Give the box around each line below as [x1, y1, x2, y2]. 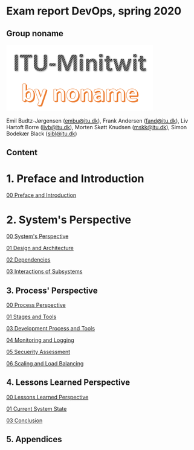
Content [6, 147, 38, 158]
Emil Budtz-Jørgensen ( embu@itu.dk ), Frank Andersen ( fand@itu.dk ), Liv [6, 117, 189, 124]
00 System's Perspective [6, 233, 69, 240]
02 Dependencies [6, 256, 51, 263]
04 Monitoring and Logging [6, 336, 74, 344]
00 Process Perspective [6, 301, 66, 309]
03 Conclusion [6, 417, 43, 424]
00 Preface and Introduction [6, 191, 77, 199]
